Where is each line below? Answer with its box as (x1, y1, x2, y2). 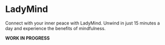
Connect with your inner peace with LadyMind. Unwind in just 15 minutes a (5, 20, 160, 26)
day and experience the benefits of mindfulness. (5, 25, 106, 31)
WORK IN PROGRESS (5, 35, 50, 41)
